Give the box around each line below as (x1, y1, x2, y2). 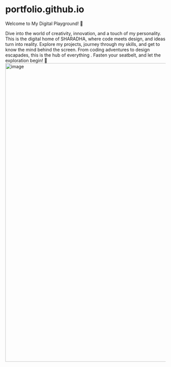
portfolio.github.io (5, 4, 84, 15)
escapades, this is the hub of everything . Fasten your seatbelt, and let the (5, 52, 161, 58)
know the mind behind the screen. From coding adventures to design (5, 46, 150, 53)
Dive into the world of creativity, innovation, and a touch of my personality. (5, 30, 161, 36)
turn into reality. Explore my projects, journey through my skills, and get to (5, 41, 160, 47)
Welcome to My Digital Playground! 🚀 (5, 20, 83, 27)
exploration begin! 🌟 (5, 57, 47, 63)
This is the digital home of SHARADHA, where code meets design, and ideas (5, 36, 165, 42)
